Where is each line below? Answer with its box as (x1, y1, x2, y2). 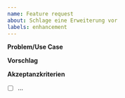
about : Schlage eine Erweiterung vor (7, 17, 118, 24)
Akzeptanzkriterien (7, 70, 65, 78)
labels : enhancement (7, 23, 68, 30)
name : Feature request (7, 10, 74, 18)
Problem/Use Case (7, 43, 63, 51)
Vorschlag (7, 56, 39, 65)
